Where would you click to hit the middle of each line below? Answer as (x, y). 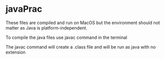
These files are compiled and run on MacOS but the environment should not (83, 23)
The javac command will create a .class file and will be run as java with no (81, 47)
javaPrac (24, 9)
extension (16, 52)
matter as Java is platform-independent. (47, 28)
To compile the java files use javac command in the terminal (66, 37)
